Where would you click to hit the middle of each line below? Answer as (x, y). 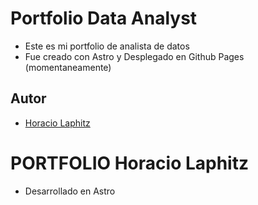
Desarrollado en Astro (70, 191)
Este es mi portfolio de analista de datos (107, 46)
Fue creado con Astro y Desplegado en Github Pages (134, 56)
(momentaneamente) (68, 67)
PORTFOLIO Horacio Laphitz (129, 163)
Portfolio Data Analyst (104, 18)
